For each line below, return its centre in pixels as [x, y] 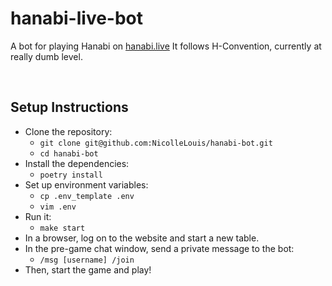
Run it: [38, 216]
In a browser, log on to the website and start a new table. [142, 238]
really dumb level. [46, 56]
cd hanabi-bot [69, 153]
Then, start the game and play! [88, 269]
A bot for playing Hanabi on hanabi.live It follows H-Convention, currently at [166, 46]
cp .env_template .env [87, 196]
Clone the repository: [68, 131]
